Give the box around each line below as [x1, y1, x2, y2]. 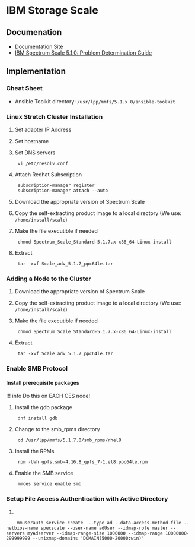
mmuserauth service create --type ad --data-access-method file [17, 520, 182, 526]
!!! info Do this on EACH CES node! [6, 393, 91, 400]
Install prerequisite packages [6, 379, 80, 386]
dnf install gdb [17, 415, 58, 422]
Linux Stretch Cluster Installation [6, 112, 103, 121]
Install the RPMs [14, 448, 55, 455]
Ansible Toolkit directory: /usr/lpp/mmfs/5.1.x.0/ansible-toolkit [14, 97, 176, 105]
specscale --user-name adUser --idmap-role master [40, 525, 168, 531]
